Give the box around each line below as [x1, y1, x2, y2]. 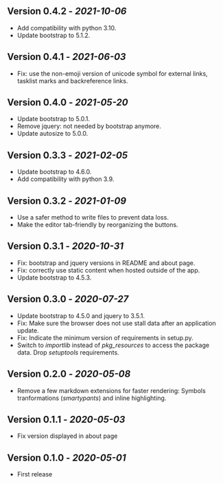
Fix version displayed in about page [16, 432, 118, 440]
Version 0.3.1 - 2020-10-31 [7, 240, 124, 252]
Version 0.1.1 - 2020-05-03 [7, 413, 126, 425]
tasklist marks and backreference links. [16, 76, 128, 85]
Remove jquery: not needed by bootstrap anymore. [16, 122, 161, 130]
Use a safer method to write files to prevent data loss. [16, 213, 169, 222]
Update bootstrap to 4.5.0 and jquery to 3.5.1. [16, 311, 145, 319]
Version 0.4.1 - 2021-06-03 [7, 51, 126, 63]
